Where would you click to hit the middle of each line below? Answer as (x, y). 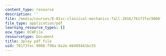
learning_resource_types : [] (35, 28)
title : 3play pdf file (28, 41)
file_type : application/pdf (34, 23)
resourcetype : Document (30, 37)
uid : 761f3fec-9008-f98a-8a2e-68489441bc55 (51, 46)
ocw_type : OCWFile (24, 32)
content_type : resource (30, 9)
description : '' (22, 14)
